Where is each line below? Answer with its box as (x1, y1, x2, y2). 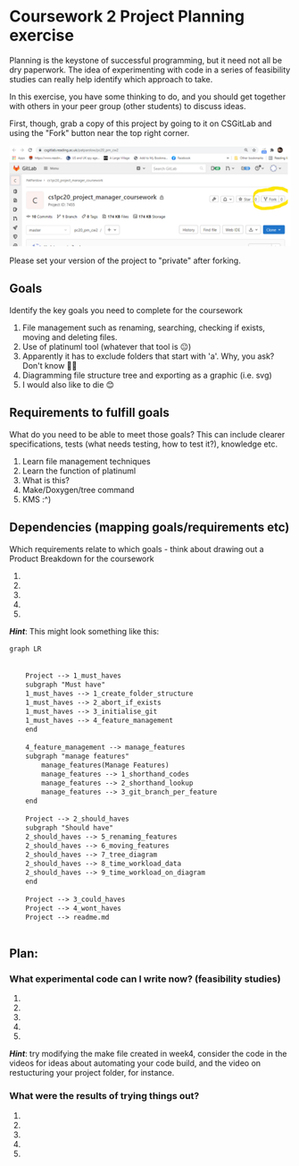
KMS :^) (21, 494, 52, 505)
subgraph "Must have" (25, 680, 105, 689)
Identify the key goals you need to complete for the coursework (9, 304, 244, 315)
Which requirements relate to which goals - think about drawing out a (9, 543, 265, 554)
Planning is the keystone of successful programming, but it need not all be (9, 55, 283, 65)
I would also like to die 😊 (21, 379, 114, 390)
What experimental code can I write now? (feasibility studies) (9, 973, 281, 985)
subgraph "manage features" (25, 752, 129, 761)
